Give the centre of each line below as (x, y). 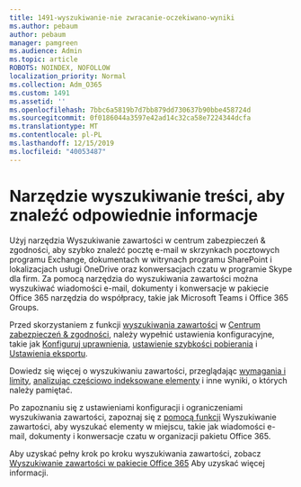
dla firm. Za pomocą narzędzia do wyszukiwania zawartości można (134, 278)
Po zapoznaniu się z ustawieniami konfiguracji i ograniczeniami (126, 407)
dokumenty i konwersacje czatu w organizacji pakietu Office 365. (150, 436)
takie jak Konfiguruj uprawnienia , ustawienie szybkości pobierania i (133, 344)
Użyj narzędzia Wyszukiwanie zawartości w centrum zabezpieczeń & (137, 240)
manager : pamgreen (44, 43)
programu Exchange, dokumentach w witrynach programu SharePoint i (141, 259)
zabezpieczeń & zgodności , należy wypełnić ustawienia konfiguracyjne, (142, 334)
